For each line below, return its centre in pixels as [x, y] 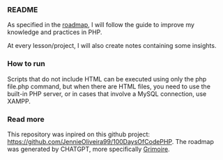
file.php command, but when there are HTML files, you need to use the [109, 86]
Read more [26, 119]
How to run [26, 64]
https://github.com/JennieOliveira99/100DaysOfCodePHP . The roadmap [111, 141]
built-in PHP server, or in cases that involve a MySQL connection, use [107, 94]
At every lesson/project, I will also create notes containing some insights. [112, 46]
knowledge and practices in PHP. [55, 32]
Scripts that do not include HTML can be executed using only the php [107, 79]
